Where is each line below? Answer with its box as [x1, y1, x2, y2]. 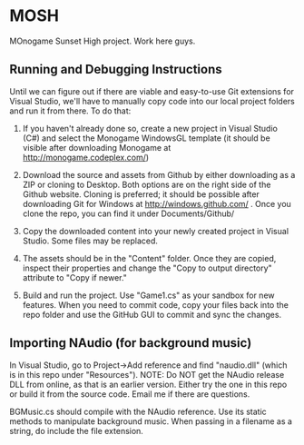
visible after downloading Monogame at [22, 142, 172, 153]
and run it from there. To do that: [9, 105, 132, 116]
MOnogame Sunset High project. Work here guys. [9, 35, 196, 46]
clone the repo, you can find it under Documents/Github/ [22, 208, 235, 219]
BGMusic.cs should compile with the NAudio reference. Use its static [9, 406, 268, 417]
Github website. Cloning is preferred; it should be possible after [22, 188, 260, 200]
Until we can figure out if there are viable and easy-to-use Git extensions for [9, 85, 295, 96]
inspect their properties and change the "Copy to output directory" [22, 262, 272, 273]
